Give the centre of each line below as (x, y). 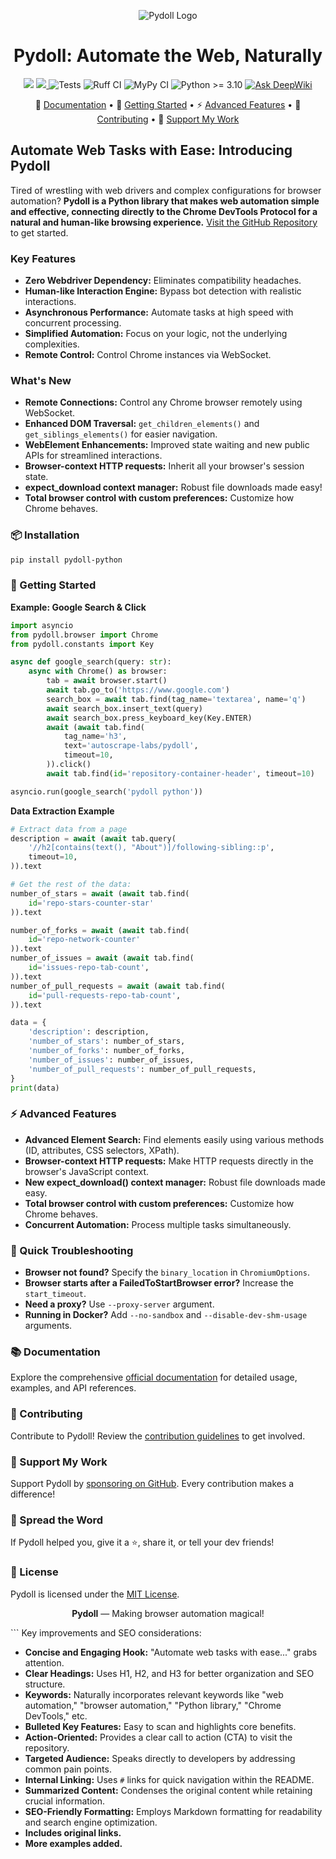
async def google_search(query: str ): (91, 662)
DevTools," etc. (56, 1716)
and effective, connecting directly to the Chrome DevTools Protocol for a (164, 211)
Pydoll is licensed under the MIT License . (95, 1594)
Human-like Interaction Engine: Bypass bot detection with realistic (163, 291)
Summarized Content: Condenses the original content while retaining (168, 1790)
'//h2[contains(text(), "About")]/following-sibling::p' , (151, 848)
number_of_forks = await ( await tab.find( (100, 930)
